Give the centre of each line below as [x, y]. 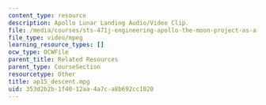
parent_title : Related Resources [63, 60]
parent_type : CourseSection [55, 67]
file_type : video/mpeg [46, 37]
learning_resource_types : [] [56, 45]
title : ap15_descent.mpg [49, 81]
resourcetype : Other [42, 74]
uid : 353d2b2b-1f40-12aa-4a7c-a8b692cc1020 [81, 89]
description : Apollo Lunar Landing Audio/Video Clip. [99, 23]
